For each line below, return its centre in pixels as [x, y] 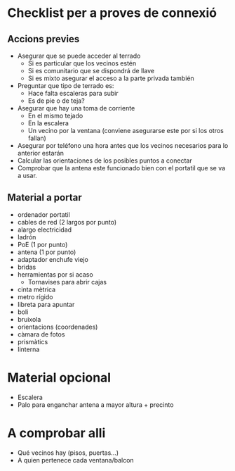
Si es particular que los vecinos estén [82, 63]
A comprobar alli [56, 433]
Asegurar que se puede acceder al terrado [79, 56]
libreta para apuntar [46, 304]
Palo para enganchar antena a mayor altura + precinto [95, 404]
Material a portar [45, 197]
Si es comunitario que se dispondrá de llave [91, 71]
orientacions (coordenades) [58, 327]
